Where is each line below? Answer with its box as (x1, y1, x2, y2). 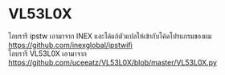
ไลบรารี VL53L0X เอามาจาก (8, 49, 87, 58)
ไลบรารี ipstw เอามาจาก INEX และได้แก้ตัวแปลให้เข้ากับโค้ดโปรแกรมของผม (8, 31, 212, 41)
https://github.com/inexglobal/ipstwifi (8, 40, 133, 49)
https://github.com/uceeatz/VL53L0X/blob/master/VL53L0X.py (8, 57, 217, 67)
